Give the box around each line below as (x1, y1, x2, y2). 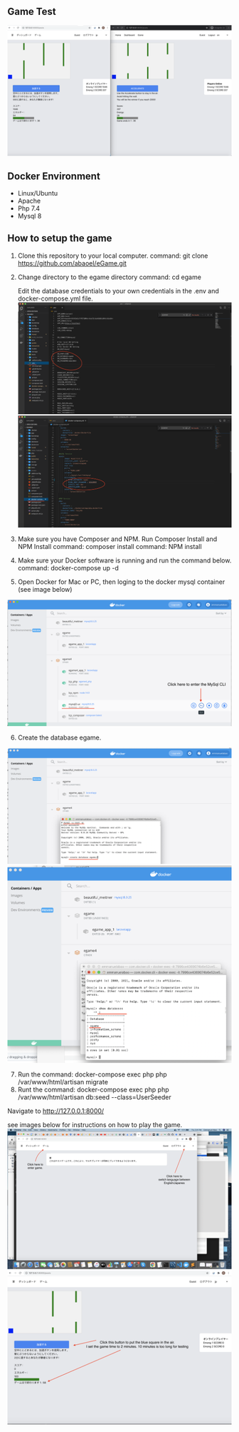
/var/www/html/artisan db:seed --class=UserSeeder (17, 1092, 172, 1101)
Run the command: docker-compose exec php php (17, 1070, 167, 1079)
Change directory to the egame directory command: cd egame (17, 273, 201, 281)
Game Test (7, 6, 56, 18)
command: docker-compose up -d (17, 564, 119, 572)
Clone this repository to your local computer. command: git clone (17, 251, 208, 260)
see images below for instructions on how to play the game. (7, 1120, 183, 1129)
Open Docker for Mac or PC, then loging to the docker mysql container (17, 578, 225, 586)
